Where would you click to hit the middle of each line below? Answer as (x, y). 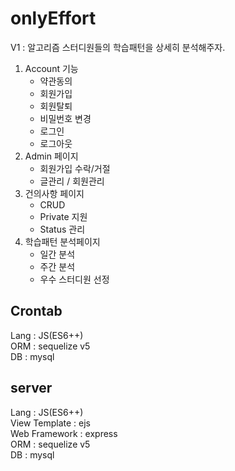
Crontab (36, 311)
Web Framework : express (64, 433)
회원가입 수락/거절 (75, 168)
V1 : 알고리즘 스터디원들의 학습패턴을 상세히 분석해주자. (118, 47)
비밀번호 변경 (65, 118)
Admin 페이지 (51, 156)
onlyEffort (53, 18)
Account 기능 (51, 68)
